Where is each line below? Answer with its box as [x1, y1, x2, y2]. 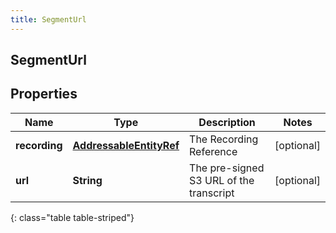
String [72, 173, 103, 187]
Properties [10, 86, 78, 103]
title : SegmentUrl [10, 14, 87, 25]
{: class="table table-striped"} [10, 211, 135, 223]
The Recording [189, 132, 259, 146]
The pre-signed [189, 161, 265, 175]
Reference [189, 144, 238, 158]
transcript [189, 186, 235, 200]
